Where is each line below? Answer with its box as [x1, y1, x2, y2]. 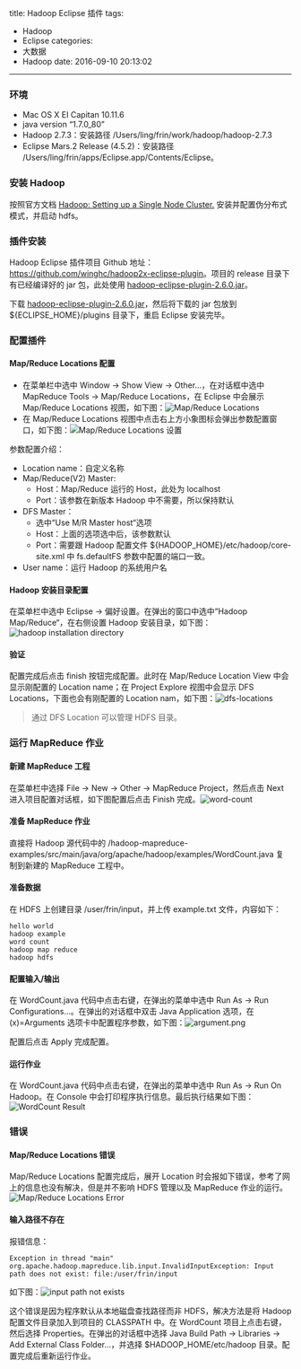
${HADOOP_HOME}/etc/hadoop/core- [149, 540, 292, 550]
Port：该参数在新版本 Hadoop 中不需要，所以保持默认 [35, 495, 235, 505]
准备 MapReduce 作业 [9, 816, 91, 827]
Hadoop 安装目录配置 [9, 584, 89, 595]
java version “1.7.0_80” [21, 119, 106, 130]
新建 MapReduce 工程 [9, 760, 91, 771]
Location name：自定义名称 [21, 463, 125, 474]
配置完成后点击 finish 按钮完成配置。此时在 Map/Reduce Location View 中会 [9, 671, 289, 681]
